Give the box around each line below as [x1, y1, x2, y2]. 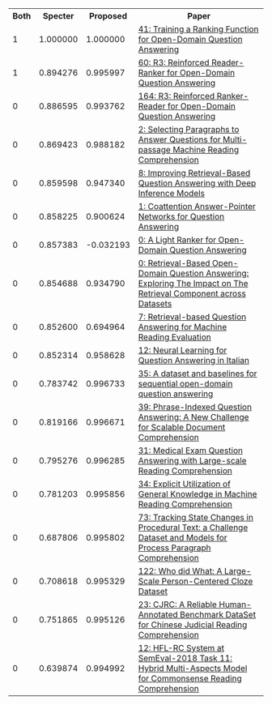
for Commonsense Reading [138, 673, 242, 684]
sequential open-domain [138, 378, 233, 389]
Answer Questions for [138, 134, 221, 145]
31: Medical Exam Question [138, 445, 244, 456]
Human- [218, 599, 253, 610]
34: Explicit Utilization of [138, 478, 231, 489]
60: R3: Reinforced [138, 57, 210, 68]
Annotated [138, 609, 178, 620]
